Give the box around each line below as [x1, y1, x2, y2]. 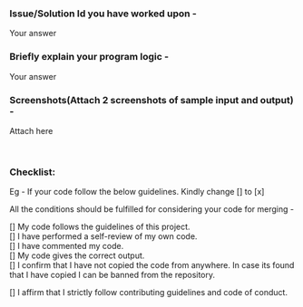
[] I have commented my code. [9, 241, 124, 252]
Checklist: [9, 166, 56, 178]
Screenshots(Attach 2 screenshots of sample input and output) [9, 93, 294, 106]
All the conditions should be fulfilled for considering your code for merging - [9, 204, 295, 215]
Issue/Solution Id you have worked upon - [9, 7, 197, 20]
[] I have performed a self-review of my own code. [9, 231, 198, 242]
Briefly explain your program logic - [9, 51, 170, 63]
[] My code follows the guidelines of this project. [9, 221, 191, 233]
